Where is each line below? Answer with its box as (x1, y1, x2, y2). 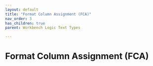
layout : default (5, 7, 38, 12)
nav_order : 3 (5, 16, 32, 21)
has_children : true (5, 21, 45, 26)
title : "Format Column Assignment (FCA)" (5, 12, 92, 17)
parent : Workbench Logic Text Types (5, 25, 80, 30)
